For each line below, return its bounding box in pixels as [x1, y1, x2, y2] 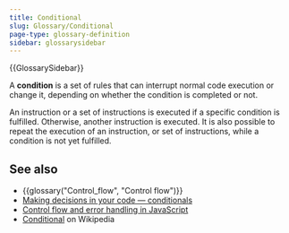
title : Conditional [9, 13, 82, 22]
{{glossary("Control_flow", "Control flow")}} [21, 186, 183, 196]
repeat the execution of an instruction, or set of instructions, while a [9, 126, 259, 137]
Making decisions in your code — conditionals [21, 194, 193, 206]
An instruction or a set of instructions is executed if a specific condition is [9, 107, 280, 117]
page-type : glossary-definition [9, 30, 130, 39]
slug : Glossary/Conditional [9, 22, 115, 30]
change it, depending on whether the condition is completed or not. [9, 90, 258, 100]
